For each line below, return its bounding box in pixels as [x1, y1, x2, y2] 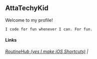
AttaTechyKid [5, 4, 48, 12]
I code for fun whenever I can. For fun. [5, 27, 93, 32]
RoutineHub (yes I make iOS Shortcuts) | [5, 49, 88, 54]
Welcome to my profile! [5, 17, 53, 23]
